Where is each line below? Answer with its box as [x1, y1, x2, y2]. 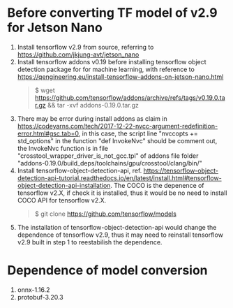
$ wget [34, 86, 56, 94]
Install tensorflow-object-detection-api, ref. [17, 166, 142, 175]
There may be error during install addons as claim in [17, 114, 167, 123]
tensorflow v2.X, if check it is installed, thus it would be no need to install [17, 189, 227, 197]
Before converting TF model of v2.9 [7, 5, 218, 21]
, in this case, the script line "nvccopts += [78, 129, 199, 138]
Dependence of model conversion [7, 263, 208, 279]
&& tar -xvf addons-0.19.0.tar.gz [47, 101, 140, 109]
